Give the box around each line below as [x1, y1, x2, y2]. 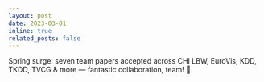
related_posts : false [8, 34, 81, 43]
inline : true [8, 27, 52, 35]
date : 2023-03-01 [8, 19, 67, 27]
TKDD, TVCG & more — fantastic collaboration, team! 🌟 [8, 65, 192, 75]
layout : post [8, 11, 52, 20]
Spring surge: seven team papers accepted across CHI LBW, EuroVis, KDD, [8, 56, 257, 66]
